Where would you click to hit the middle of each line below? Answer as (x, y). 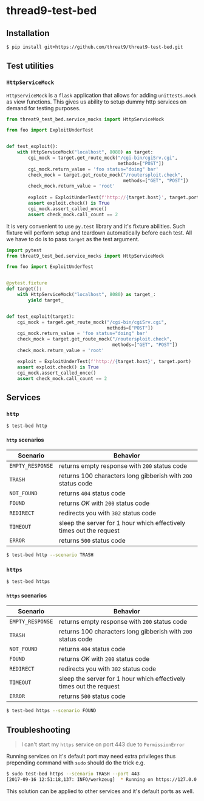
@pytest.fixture (27, 283)
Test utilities (30, 66)
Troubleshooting (39, 729)
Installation (28, 33)
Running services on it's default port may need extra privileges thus (91, 757)
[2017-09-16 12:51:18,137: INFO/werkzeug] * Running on (80, 780)
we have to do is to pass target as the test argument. (73, 239)
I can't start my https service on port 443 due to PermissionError (103, 744)
